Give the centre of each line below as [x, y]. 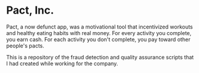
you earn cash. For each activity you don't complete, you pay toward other [98, 39]
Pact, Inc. [30, 10]
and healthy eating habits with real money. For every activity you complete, [99, 33]
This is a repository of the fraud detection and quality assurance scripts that [100, 57]
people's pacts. [25, 46]
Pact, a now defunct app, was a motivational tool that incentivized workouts [99, 27]
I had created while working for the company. [62, 64]
